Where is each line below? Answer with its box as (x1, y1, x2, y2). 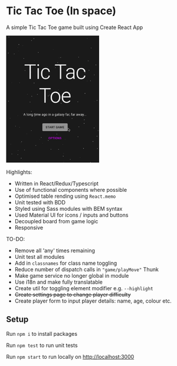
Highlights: (6, 169, 32, 176)
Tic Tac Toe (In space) (6, 4, 117, 18)
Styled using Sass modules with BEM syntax (14, 206, 123, 213)
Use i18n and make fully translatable (14, 278, 103, 285)
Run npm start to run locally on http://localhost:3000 (6, 353, 135, 360)
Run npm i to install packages (6, 330, 78, 337)
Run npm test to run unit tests (6, 342, 78, 349)
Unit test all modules (14, 253, 65, 261)
